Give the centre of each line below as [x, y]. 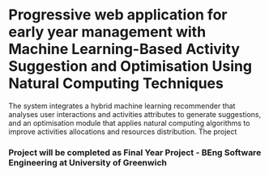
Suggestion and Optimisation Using [130, 67]
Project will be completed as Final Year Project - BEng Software [135, 153]
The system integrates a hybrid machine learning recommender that [122, 106]
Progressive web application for [118, 15]
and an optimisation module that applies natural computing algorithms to [129, 123]
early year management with [107, 32]
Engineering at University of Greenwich [88, 162]
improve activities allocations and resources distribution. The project [123, 132]
